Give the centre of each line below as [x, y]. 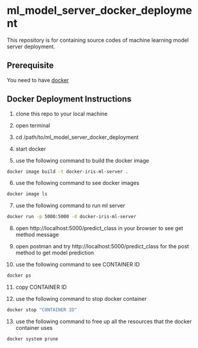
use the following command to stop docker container [81, 299]
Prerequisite [30, 66]
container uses [34, 327]
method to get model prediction [55, 253]
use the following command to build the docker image [82, 160]
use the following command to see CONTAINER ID [78, 265]
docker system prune [33, 339]
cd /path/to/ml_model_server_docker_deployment [77, 137]
